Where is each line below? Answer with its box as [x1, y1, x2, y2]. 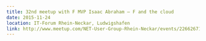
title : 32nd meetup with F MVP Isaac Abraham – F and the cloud [6, 8, 174, 15]
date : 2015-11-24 [6, 14, 51, 20]
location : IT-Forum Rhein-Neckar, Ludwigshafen [6, 20, 131, 26]
